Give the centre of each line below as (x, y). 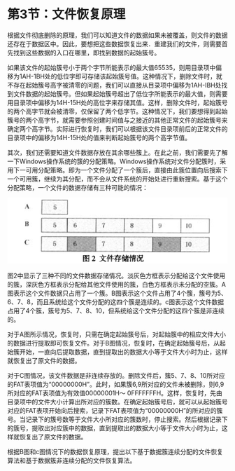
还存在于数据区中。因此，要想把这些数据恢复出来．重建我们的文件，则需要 (114, 43)
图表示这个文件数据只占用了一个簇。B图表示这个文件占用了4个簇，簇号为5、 (117, 293)
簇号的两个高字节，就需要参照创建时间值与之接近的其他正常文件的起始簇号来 (117, 120)
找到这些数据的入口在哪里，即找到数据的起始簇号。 (87, 53)
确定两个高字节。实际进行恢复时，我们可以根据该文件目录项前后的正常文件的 (117, 129)
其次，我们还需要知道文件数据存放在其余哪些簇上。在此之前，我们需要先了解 (117, 152)
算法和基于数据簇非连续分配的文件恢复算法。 (72, 460)
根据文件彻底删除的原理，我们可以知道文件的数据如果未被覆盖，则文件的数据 (117, 35)
